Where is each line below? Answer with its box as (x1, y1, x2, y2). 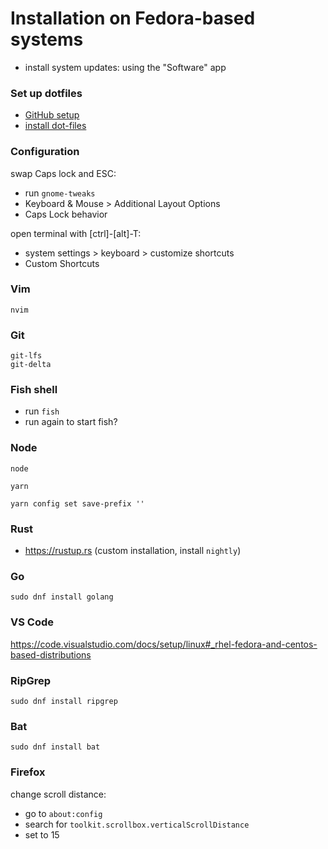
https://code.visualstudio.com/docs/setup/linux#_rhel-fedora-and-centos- (10, 638, 318, 650)
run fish (24, 405, 60, 417)
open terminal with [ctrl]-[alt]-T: (10, 227, 142, 239)
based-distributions (10, 648, 92, 661)
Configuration (10, 145, 80, 159)
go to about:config (24, 807, 103, 819)
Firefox (10, 765, 46, 779)
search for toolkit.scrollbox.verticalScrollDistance (24, 818, 250, 830)
